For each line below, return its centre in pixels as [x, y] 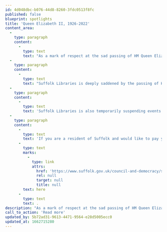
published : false [23, 14]
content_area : [20, 28]
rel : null [46, 176]
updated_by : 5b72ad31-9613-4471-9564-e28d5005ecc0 [59, 217]
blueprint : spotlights [29, 19]
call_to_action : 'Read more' [35, 213]
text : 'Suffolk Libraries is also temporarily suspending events [92, 111]
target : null [50, 180]
